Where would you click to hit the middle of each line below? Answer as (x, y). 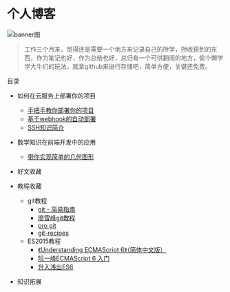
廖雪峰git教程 (56, 218)
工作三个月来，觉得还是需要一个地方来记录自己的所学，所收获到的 (117, 49)
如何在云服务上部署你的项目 (56, 95)
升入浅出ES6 (55, 267)
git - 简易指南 (56, 209)
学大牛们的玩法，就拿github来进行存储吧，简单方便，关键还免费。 (117, 66)
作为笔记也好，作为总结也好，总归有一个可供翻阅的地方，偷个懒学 (130, 58)
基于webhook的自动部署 (62, 118)
